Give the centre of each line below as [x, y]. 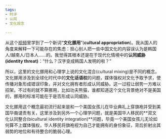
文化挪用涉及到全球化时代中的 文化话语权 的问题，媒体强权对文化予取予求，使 [83, 78]
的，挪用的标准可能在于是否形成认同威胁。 [48, 96]
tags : [11, 10]
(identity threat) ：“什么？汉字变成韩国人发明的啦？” [58, 61]
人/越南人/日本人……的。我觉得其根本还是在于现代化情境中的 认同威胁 [75, 55]
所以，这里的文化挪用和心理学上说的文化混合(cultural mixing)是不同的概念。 [82, 71]
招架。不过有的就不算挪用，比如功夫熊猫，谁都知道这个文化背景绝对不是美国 [83, 90]
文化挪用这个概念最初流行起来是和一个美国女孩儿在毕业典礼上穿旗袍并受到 [81, 107]
